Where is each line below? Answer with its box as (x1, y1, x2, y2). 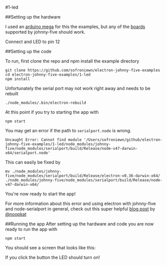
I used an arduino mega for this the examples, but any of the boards (5, 24, 145, 30)
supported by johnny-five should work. (5, 29, 86, 35)
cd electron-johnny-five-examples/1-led (5, 72, 91, 77)
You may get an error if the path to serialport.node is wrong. (5, 128, 131, 133)
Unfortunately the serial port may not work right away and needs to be (5, 85, 150, 91)
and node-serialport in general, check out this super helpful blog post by (5, 206, 155, 212)
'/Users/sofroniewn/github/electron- (83, 137, 163, 142)
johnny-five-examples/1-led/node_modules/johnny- (5, 142, 111, 147)
